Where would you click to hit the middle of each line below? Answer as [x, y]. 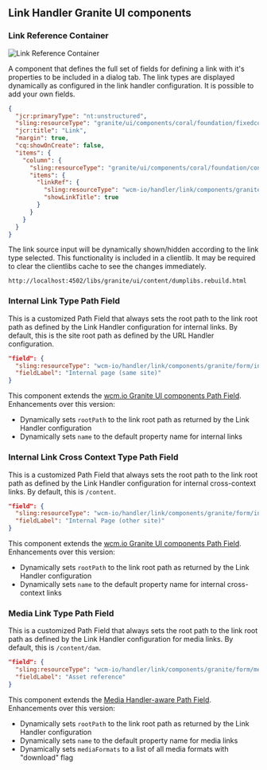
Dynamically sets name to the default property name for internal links [131, 436]
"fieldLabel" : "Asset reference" [71, 677]
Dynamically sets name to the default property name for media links [129, 741]
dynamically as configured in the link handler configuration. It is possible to [131, 85]
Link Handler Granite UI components [100, 13]
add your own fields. [42, 94]
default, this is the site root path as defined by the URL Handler [111, 335]
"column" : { [42, 160]
